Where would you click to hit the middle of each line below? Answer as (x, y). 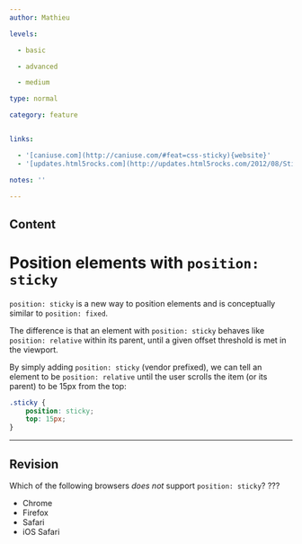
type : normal (34, 99)
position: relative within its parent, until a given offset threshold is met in (148, 340)
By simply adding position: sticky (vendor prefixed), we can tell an (136, 367)
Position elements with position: (135, 263)
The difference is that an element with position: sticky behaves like (137, 330)
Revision (34, 464)
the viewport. (34, 349)
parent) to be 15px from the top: (68, 386)
